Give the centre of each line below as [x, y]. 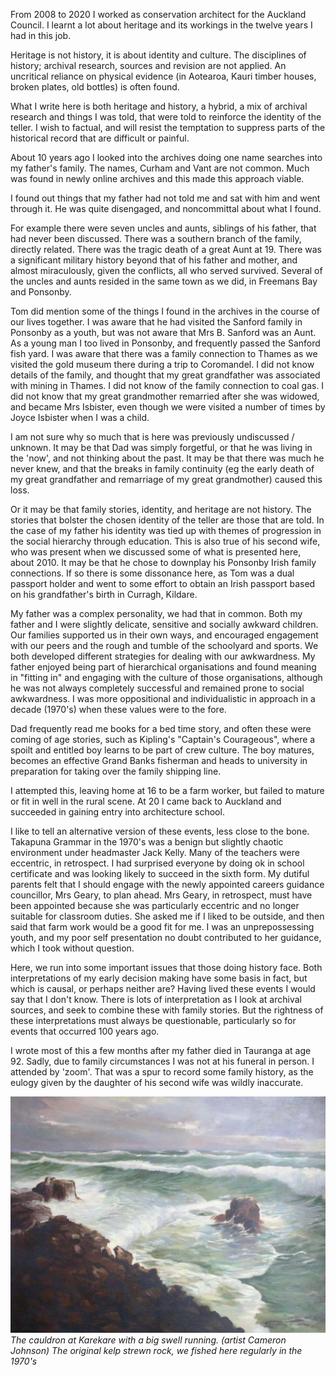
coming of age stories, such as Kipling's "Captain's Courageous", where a [163, 739]
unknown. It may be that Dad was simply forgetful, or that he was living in [161, 447]
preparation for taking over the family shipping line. [116, 771]
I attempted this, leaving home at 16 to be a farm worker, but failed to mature [167, 790]
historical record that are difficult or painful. [100, 138]
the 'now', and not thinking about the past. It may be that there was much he [167, 458]
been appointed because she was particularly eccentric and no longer [155, 905]
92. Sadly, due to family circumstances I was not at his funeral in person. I [162, 1061]
